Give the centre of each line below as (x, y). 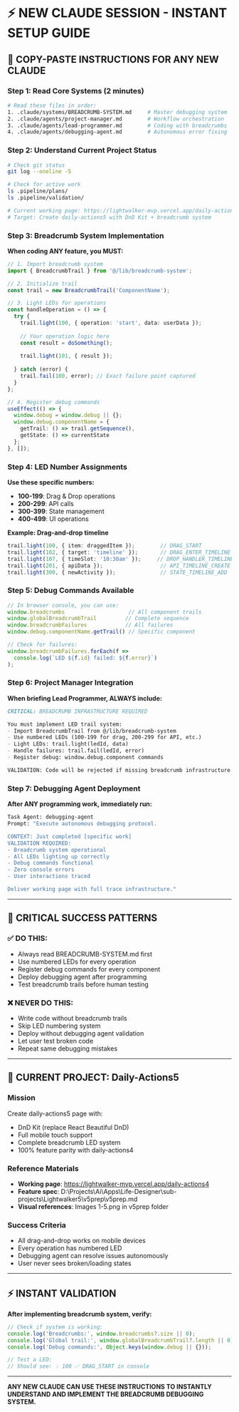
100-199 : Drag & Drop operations (67, 496)
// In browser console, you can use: (63, 605)
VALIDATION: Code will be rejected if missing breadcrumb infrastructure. (121, 770)
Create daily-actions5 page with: (55, 1113)
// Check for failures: (43, 645)
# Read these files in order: (52, 105)
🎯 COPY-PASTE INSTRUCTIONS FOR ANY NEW (113, 60)
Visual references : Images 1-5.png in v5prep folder (93, 1206)
